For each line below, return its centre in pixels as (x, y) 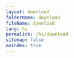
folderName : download (33, 18)
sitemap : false (25, 40)
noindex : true (24, 46)
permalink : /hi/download (37, 34)
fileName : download (30, 23)
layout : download (28, 12)
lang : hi (17, 29)
